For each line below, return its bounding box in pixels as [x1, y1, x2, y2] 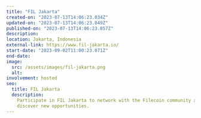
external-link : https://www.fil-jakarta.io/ [6, 42, 119, 48]
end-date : [6, 53, 31, 59]
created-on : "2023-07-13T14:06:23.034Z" [6, 14, 109, 20]
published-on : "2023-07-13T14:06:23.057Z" [6, 25, 114, 32]
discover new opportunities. [17, 103, 90, 109]
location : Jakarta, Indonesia [6, 36, 82, 42]
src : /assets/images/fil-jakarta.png [11, 64, 106, 70]
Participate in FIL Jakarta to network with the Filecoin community [17, 97, 191, 103]
